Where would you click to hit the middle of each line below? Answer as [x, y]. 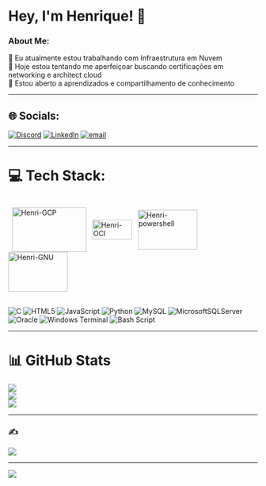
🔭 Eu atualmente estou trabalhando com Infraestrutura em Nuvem [116, 58]
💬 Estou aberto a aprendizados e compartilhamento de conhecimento [122, 83]
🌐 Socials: [34, 115]
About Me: [29, 41]
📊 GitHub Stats [60, 361]
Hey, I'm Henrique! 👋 [77, 16]
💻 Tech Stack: [57, 176]
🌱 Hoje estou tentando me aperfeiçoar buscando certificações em [116, 67]
